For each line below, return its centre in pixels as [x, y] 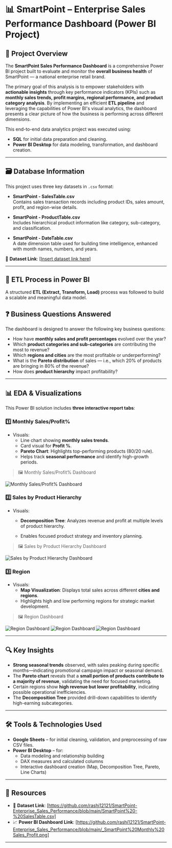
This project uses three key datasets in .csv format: [60, 186]
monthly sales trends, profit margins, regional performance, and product [84, 98]
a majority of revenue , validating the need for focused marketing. [82, 681]
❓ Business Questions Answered [58, 314]
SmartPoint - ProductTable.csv [46, 217]
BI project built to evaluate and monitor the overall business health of [79, 71]
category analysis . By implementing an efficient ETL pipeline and [75, 103]
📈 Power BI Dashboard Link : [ [45, 822]
